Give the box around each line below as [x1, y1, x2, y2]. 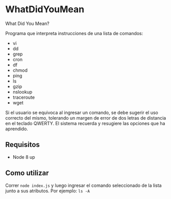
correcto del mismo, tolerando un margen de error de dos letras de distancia [5, 115, 166, 121]
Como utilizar [5, 169, 50, 178]
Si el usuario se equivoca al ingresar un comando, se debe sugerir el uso [5, 109, 158, 116]
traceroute [12, 94, 35, 100]
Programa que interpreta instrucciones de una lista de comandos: [5, 30, 143, 36]
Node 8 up [12, 154, 35, 160]
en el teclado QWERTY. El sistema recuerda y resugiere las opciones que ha [5, 120, 165, 126]
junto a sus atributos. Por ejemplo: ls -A [5, 187, 90, 194]
